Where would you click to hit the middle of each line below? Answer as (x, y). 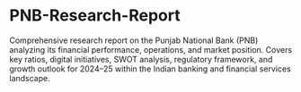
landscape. (30, 78)
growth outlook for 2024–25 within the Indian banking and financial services (150, 69)
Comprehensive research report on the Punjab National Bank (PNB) (134, 40)
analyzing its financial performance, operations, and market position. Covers (151, 49)
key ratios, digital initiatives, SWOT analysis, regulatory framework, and (141, 59)
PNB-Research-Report (95, 16)
